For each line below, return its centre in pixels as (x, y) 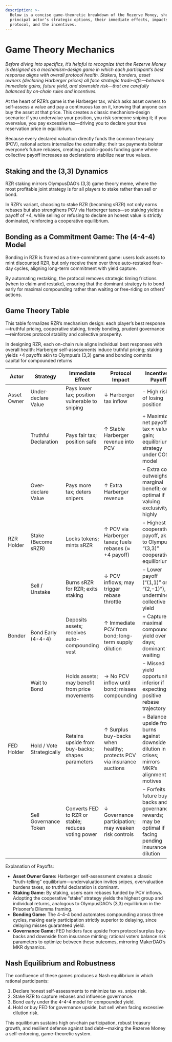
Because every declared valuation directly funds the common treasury (80, 139)
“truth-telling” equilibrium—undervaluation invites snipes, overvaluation (88, 882)
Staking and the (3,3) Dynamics (57, 171)
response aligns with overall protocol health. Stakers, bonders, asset (78, 75)
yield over (154, 635)
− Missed (154, 663)
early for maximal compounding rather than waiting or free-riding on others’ (85, 289)
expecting (154, 689)
